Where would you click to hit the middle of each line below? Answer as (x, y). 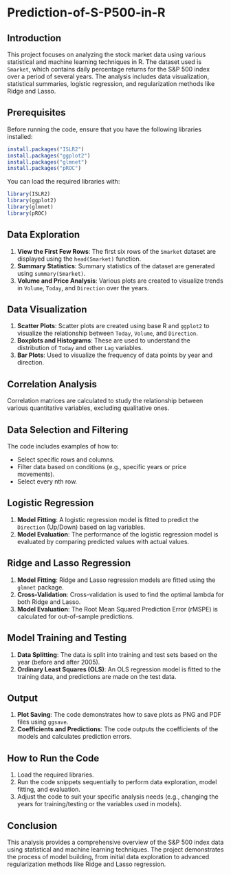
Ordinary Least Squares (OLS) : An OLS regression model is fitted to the (119, 669)
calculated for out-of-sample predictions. (75, 616)
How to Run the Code (53, 758)
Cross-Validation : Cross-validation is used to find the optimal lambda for (120, 594)
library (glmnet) (30, 207)
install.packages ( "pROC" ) (44, 169)
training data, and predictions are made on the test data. (97, 676)
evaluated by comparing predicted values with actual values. (103, 541)
